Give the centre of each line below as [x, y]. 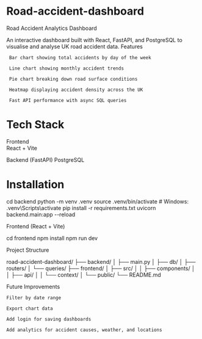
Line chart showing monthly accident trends [66, 68]
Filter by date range [34, 297]
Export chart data [30, 308]
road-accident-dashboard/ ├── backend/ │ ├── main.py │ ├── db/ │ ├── [101, 261]
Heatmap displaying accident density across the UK [76, 90]
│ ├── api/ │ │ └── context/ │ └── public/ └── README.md [84, 275]
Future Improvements [33, 286]
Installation [35, 185]
